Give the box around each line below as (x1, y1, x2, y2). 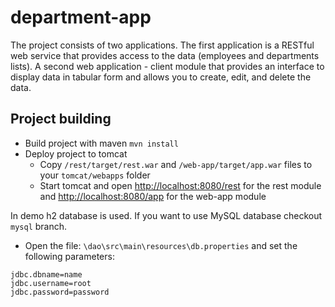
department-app (10, 6, 152, 29)
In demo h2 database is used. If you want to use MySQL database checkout (10, 209, 323, 221)
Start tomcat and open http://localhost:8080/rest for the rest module (39, 179, 322, 191)
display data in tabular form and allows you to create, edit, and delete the (10, 71, 312, 83)
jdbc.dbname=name (10, 269, 83, 280)
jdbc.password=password (10, 287, 110, 297)
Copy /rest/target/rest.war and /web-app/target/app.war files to (39, 158, 313, 170)
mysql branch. (10, 220, 68, 232)
